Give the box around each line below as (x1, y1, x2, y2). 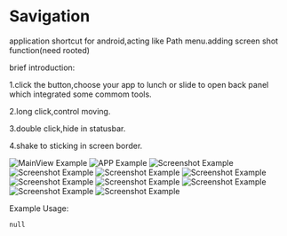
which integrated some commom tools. (9, 89, 153, 99)
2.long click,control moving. (9, 106, 111, 116)
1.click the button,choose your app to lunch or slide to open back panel (9, 79, 269, 90)
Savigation (9, 6, 91, 27)
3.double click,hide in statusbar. (9, 122, 126, 134)
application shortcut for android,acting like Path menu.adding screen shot (9, 35, 278, 46)
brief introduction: (9, 62, 76, 73)
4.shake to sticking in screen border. (9, 140, 143, 151)
